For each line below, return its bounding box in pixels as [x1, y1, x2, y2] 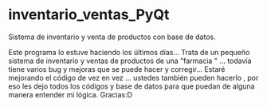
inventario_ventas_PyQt [8, 6, 170, 24]
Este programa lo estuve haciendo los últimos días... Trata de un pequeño [8, 47, 250, 57]
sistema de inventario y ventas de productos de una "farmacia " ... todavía [8, 56, 252, 65]
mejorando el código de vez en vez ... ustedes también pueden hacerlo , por [8, 73, 259, 82]
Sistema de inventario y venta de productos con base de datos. [8, 32, 217, 42]
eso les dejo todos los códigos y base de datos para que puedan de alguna [8, 81, 255, 91]
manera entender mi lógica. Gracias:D [8, 89, 133, 99]
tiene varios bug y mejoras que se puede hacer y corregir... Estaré [8, 64, 226, 73]
